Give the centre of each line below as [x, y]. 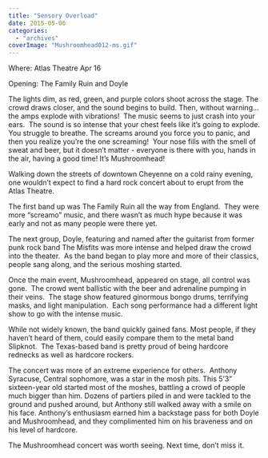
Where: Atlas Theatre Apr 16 [55, 68]
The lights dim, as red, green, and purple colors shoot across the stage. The [134, 99]
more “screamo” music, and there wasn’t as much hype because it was [125, 215]
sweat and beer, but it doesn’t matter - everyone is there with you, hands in [132, 150]
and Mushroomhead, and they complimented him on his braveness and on [131, 421]
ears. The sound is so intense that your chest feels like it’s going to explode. [134, 125]
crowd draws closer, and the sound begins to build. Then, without [116, 108]
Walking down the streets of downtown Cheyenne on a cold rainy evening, [131, 174]
